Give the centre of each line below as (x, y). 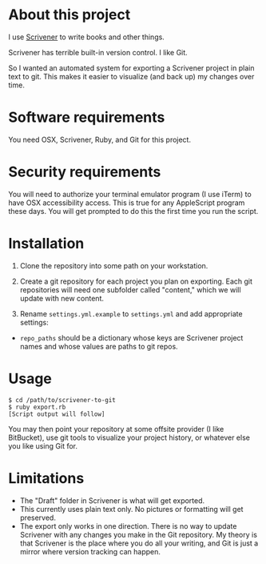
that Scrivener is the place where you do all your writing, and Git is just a (139, 543)
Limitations (46, 478)
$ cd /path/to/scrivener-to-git (62, 400)
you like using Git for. (43, 445)
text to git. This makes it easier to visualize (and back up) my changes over (131, 76)
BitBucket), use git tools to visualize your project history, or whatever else (129, 437)
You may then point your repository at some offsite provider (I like (116, 429)
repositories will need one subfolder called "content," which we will (130, 289)
